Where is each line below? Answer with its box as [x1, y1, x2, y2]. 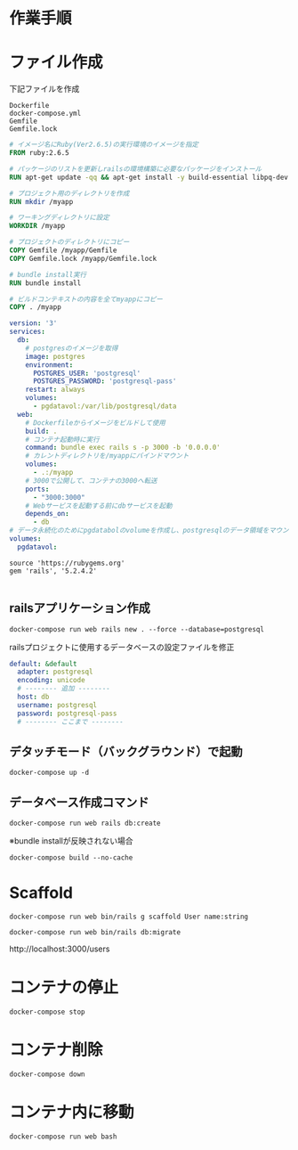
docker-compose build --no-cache [9, 853, 133, 862]
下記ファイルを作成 [9, 84, 80, 94]
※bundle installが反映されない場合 [9, 836, 133, 846]
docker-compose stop [9, 1007, 86, 1016]
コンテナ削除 [9, 1040, 104, 1060]
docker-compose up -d [9, 768, 90, 778]
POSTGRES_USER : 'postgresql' [32, 369, 141, 378]
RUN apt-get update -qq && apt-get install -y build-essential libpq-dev [9, 173, 289, 182]
